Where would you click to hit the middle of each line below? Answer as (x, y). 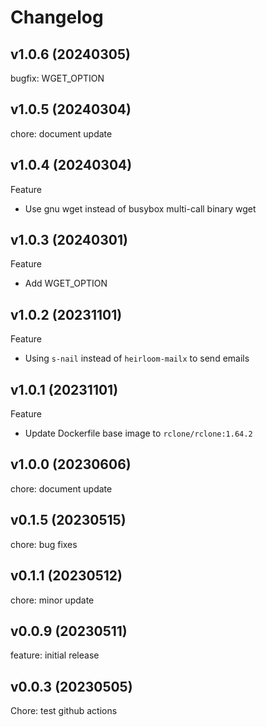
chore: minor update (52, 600)
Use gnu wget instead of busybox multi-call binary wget (140, 208)
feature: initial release (55, 655)
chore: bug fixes (44, 544)
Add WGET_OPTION (66, 283)
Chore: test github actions (64, 711)
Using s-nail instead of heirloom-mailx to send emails (137, 358)
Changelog (57, 17)
